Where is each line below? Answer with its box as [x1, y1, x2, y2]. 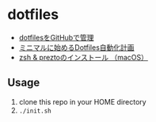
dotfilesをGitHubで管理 [18, 32, 94, 42]
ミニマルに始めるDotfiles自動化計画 [18, 42, 135, 52]
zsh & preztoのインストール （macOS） [18, 52, 148, 62]
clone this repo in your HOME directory [18, 97, 147, 106]
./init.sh [18, 107, 52, 115]
